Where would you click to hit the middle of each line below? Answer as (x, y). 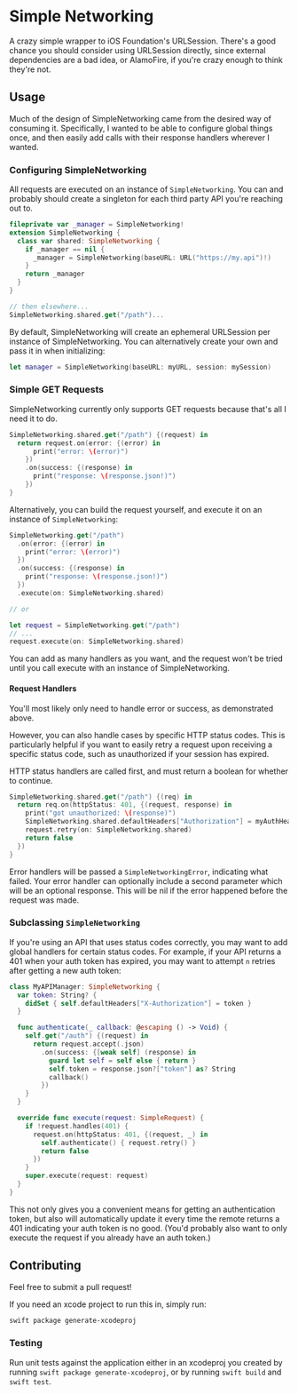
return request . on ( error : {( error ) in (89, 443)
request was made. (44, 900)
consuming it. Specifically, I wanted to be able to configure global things (141, 128)
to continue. (31, 780)
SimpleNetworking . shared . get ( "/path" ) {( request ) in (109, 434)
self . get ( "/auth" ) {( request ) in (87, 1036)
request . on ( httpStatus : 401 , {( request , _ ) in (120, 1135)
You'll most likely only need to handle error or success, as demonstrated (141, 708)
